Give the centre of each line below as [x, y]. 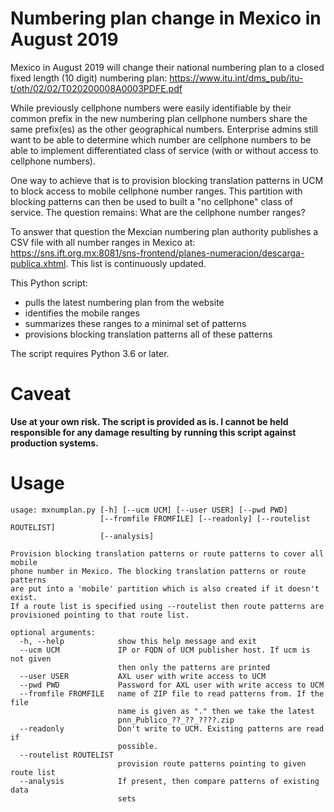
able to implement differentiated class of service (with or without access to [164, 150]
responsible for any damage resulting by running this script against [153, 432]
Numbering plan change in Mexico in [166, 18]
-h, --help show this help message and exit [138, 641]
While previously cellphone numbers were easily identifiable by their [151, 108]
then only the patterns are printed [194, 667]
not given [31, 658]
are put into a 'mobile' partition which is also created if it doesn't [165, 588]
